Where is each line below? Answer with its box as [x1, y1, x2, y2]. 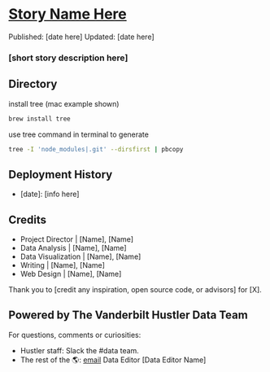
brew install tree [8, 115, 71, 123]
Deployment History [8, 168, 113, 182]
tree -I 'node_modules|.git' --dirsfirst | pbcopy [8, 145, 184, 153]
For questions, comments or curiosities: [8, 330, 142, 339]
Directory [8, 77, 58, 91]
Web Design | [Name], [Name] [20, 269, 122, 279]
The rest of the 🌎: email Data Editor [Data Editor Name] [20, 355, 207, 365]
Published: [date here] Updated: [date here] [8, 32, 155, 42]
